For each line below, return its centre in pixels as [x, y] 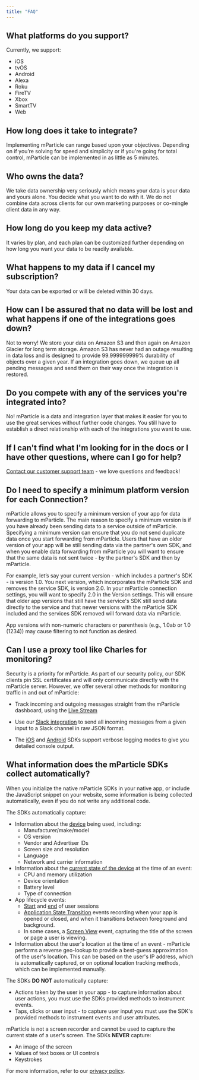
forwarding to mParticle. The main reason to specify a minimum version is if [99, 520]
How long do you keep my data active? [79, 228]
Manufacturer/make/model [56, 830]
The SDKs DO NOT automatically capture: [57, 980]
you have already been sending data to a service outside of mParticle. [92, 526]
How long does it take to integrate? [72, 130]
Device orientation [46, 880]
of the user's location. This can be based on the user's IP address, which [104, 956]
